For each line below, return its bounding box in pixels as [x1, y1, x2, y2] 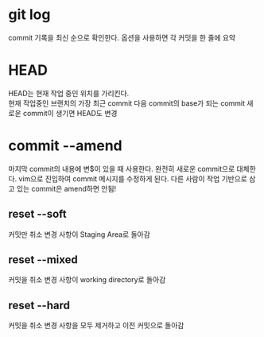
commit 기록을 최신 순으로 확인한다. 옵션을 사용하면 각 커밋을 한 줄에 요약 [8, 33, 236, 42]
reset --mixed [8, 253, 78, 267]
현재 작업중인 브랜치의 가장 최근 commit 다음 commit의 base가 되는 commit [8, 98, 245, 108]
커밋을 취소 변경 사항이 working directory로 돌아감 [8, 275, 166, 285]
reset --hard [8, 298, 70, 312]
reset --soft [8, 207, 67, 221]
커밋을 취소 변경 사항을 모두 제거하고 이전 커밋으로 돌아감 [8, 320, 184, 331]
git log [8, 6, 51, 24]
